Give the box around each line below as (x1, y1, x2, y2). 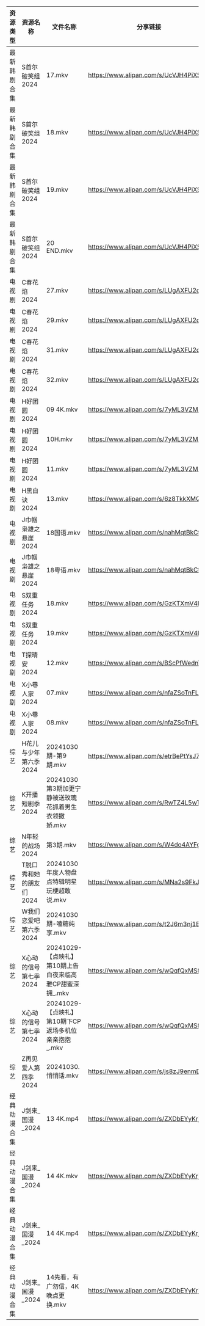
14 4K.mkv (46, 1172, 78, 1180)
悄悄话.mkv (46, 1071, 79, 1080)
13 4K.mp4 (46, 1115, 79, 1123)
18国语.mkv (46, 528, 81, 537)
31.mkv (46, 346, 68, 354)
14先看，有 (46, 1273, 79, 1281)
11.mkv (46, 465, 68, 473)
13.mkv (46, 495, 68, 503)
